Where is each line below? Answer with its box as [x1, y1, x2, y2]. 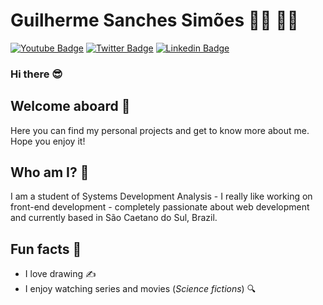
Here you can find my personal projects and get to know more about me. [10, 124, 310, 136]
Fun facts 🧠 [10, 240, 82, 258]
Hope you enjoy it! [10, 135, 86, 147]
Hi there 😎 [10, 67, 63, 81]
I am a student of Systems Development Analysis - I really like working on [10, 190, 313, 203]
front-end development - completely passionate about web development [10, 201, 310, 213]
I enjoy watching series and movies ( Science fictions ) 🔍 [24, 283, 257, 295]
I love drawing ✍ [24, 268, 97, 280]
